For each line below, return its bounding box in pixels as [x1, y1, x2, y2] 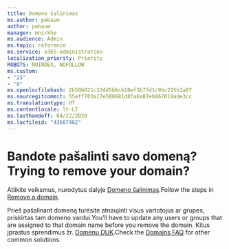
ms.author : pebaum [7, 17, 60, 23]
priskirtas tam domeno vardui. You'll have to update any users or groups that [7, 214, 222, 222]
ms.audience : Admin [7, 36, 63, 43]
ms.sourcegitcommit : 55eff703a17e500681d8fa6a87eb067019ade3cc [7, 94, 193, 100]
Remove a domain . [7, 193, 60, 202]
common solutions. [7, 235, 62, 244]
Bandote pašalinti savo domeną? [7, 149, 197, 164]
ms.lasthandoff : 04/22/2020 [7, 112, 88, 119]
